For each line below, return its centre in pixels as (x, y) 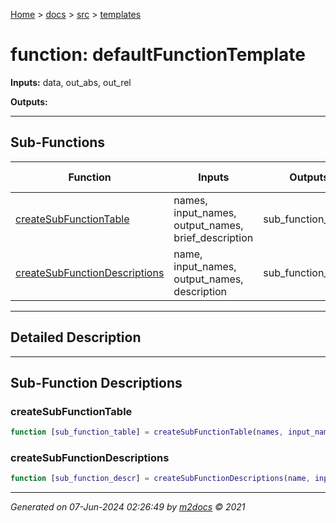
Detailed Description (76, 337)
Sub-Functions (58, 142)
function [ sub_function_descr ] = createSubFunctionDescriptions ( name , (160, 479)
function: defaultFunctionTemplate (158, 55)
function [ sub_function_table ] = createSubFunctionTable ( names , (147, 432)
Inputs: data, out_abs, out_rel (71, 82)
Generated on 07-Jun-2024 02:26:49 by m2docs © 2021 (128, 507)
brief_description (213, 237)
